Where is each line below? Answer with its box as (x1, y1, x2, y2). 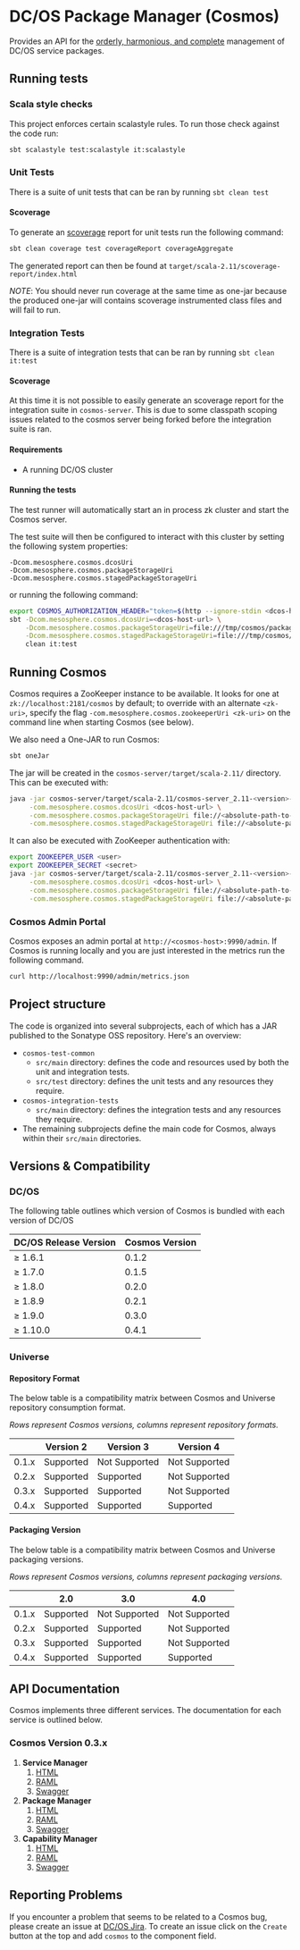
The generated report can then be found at (9, 260, 167, 271)
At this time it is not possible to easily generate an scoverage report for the (9, 395, 284, 406)
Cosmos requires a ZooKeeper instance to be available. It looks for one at (9, 688, 279, 699)
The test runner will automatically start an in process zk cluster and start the (9, 504, 289, 515)
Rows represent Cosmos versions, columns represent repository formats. (9, 1419, 279, 1431)
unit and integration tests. (35, 1066, 130, 1077)
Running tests (9, 71, 89, 87)
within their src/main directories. (21, 1132, 142, 1143)
